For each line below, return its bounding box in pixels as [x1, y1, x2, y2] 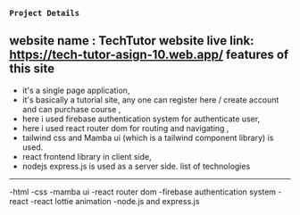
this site [9, 62, 55, 77]
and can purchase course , [21, 103, 121, 114]
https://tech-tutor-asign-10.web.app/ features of [9, 47, 289, 62]
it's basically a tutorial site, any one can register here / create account [21, 94, 279, 105]
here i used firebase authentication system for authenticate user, [21, 113, 261, 124]
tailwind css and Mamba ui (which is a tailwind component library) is [21, 132, 274, 143]
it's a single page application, [21, 85, 130, 95]
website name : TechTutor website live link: [9, 33, 254, 48]
